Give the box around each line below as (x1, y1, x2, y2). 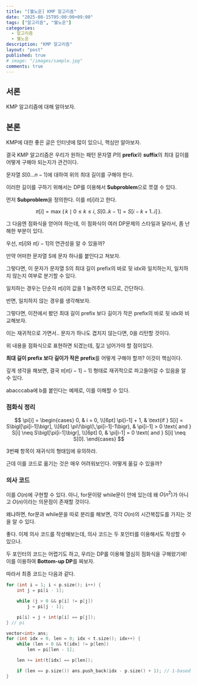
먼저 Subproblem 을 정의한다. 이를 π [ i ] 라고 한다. (6, 196, 117, 203)
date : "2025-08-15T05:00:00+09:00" (6, 14, 94, 20)
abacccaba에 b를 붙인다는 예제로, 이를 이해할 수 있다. (6, 387, 131, 394)
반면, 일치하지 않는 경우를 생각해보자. (6, 298, 91, 304)
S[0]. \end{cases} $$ (73, 436, 125, 443)
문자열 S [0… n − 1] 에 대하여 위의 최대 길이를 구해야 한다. (6, 171, 134, 178)
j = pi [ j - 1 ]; (27, 603, 65, 609)
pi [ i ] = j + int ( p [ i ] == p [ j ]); (16, 614, 96, 620)
